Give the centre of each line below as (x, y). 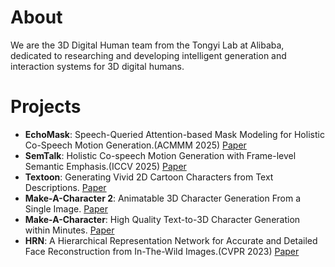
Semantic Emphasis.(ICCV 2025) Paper (105, 166)
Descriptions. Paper (65, 187)
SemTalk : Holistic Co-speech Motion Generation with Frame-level (160, 155)
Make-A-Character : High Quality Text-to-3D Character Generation (162, 219)
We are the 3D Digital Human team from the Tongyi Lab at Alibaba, (147, 45)
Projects (46, 107)
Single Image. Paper (66, 208)
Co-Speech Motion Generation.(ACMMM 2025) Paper (135, 145)
